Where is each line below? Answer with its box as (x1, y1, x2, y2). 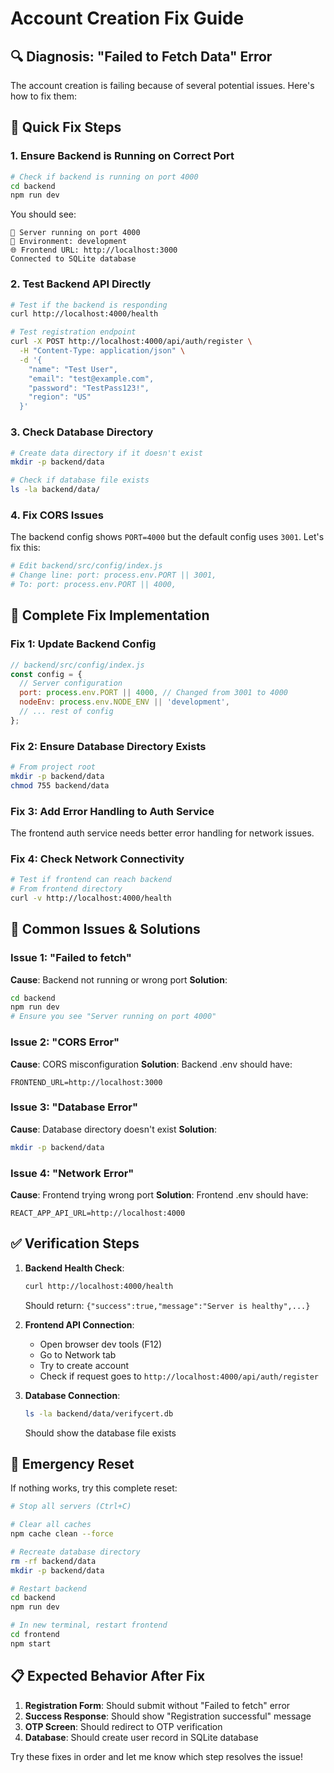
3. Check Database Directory (10, 425, 154, 439)
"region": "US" (28, 392, 92, 402)
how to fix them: (10, 90, 78, 102)
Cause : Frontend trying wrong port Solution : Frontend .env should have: (10, 1188, 309, 1201)
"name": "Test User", (28, 364, 118, 374)
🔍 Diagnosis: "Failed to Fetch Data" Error (10, 48, 273, 65)
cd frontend (10, 1630, 60, 1640)
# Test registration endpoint (10, 327, 137, 337)
